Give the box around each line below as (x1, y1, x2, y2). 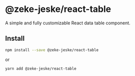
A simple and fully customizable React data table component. (5, 20, 131, 26)
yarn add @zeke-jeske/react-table (5, 66, 77, 71)
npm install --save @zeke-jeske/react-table (5, 47, 99, 53)
